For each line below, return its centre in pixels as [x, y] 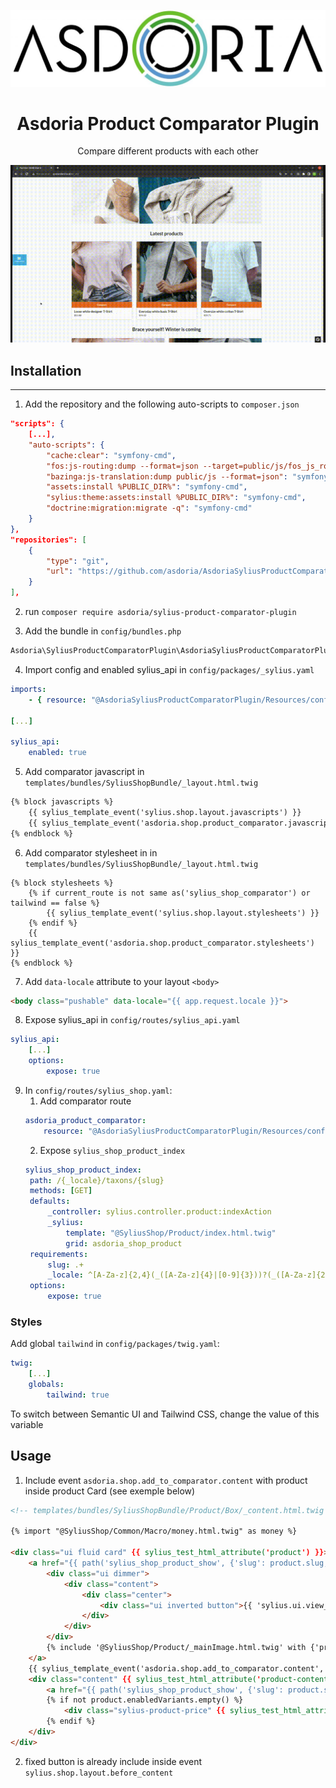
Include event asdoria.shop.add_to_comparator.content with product [166, 1480]
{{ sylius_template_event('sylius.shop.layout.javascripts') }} [165, 812]
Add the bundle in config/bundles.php [103, 631]
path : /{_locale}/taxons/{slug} [97, 1180]
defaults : [50, 1201]
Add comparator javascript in [84, 772]
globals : [46, 1385]
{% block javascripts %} [62, 802]
